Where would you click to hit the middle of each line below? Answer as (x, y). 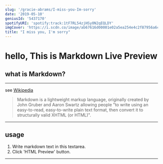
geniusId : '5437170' (26, 18)
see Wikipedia (19, 90)
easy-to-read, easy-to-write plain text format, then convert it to (80, 110)
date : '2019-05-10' (25, 14)
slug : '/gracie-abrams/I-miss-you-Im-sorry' (51, 9)
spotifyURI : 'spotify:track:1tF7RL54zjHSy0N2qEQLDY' (59, 23)
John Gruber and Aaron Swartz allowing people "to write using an (83, 105)
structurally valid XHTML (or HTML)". (54, 115)
